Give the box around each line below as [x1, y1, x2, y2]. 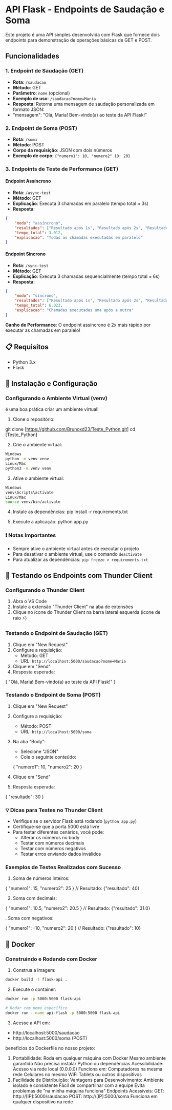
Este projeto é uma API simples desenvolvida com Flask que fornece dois [5, 31, 160, 37]
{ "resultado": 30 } [5, 794, 45, 800]
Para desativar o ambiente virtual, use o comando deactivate [12, 551, 142, 557]
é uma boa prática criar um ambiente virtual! [5, 406, 99, 412]
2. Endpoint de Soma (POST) [5, 124, 78, 131]
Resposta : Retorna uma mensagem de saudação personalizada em [12, 101, 155, 107]
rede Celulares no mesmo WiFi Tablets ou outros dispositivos [12, 1071, 142, 1077]
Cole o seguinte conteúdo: [20, 754, 77, 760]
